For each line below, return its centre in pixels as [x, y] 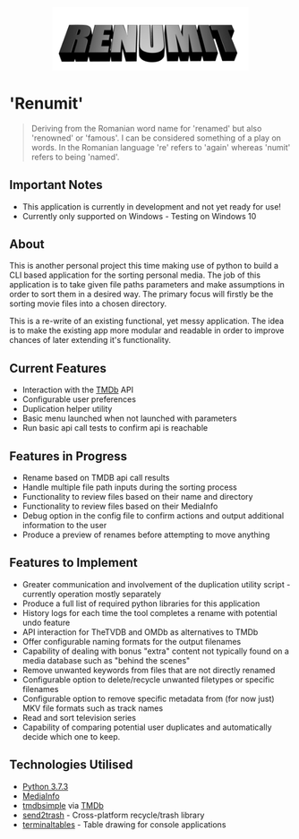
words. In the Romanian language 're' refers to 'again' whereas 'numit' [161, 147]
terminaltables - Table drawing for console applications [124, 824]
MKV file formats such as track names [93, 708]
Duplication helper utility [67, 409]
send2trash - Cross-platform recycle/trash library [113, 815]
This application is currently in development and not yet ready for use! [152, 206]
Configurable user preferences [79, 399]
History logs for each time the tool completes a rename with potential [149, 612]
